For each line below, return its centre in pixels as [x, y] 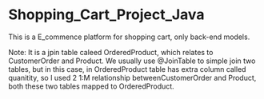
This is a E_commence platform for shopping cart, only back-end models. [129, 37]
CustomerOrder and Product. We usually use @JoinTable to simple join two [132, 61]
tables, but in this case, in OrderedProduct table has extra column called [127, 69]
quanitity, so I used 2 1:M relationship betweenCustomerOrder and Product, [132, 77]
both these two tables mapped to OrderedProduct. [91, 86]
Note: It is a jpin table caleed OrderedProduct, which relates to [111, 52]
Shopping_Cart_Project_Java [106, 15]
